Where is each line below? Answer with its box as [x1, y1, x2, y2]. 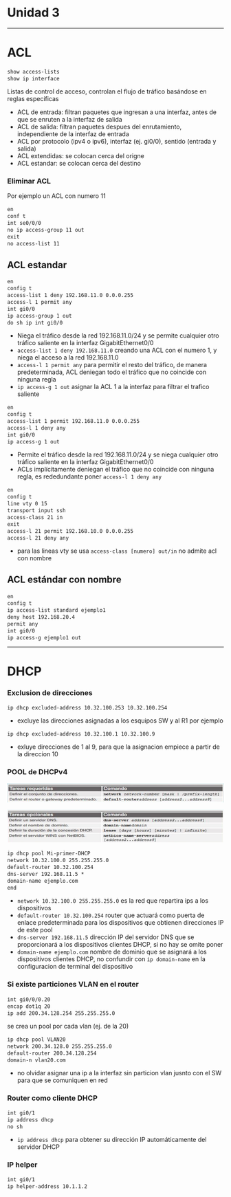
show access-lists [7, 68, 60, 75]
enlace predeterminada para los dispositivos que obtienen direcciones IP [16, 919, 224, 927]
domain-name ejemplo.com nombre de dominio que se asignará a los [16, 947, 208, 956]
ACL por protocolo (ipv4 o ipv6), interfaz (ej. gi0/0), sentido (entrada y [16, 137, 217, 145]
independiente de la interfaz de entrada [16, 129, 129, 138]
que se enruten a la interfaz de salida [16, 115, 122, 123]
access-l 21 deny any [7, 534, 69, 541]
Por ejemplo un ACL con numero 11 [7, 192, 106, 200]
